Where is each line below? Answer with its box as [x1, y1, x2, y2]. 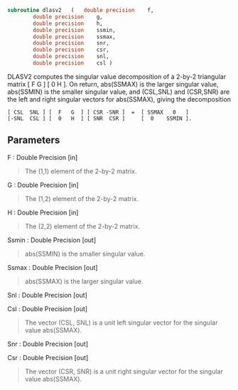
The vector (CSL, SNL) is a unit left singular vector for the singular [24, 318, 218, 327]
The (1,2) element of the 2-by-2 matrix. [24, 194, 139, 202]
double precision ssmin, [33, 26, 116, 33]
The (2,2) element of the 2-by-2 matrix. [24, 222, 141, 230]
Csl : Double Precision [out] [7, 304, 87, 313]
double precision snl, [33, 53, 110, 60]
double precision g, [33, 13, 103, 21]
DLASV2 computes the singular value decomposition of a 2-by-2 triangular [7, 72, 226, 81]
